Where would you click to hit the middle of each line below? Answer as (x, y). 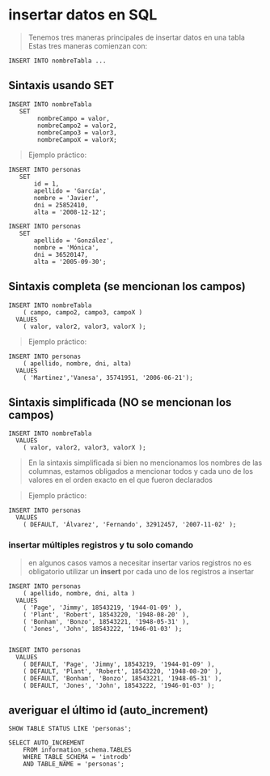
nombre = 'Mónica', (66, 247)
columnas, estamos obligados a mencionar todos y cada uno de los (140, 471)
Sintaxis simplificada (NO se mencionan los (120, 402)
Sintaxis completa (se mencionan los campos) (127, 286)
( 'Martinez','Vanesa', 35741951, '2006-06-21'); (108, 377)
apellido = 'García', (70, 191)
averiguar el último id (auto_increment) (108, 710)
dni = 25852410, (61, 205)
